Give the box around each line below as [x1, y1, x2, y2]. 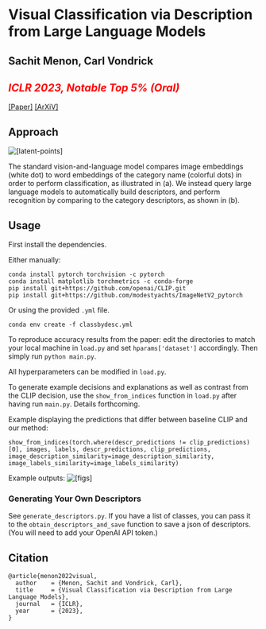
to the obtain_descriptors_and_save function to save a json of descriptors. [8, 519, 252, 530]
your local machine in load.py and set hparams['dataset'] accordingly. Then [8, 344, 258, 353]
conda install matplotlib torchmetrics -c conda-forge [8, 278, 194, 285]
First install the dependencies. [8, 240, 107, 250]
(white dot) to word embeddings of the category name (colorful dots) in [8, 170, 242, 180]
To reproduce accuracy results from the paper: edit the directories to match [8, 335, 256, 344]
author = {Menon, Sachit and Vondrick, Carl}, [15, 579, 183, 588]
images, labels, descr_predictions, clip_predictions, [25, 445, 212, 454]
